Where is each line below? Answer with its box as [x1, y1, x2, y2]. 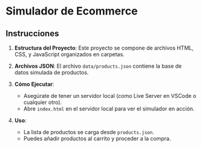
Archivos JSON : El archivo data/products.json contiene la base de [14, 62, 182, 69]
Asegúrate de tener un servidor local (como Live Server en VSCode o [23, 92, 197, 99]
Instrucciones [5, 28, 59, 39]
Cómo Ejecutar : [14, 80, 55, 88]
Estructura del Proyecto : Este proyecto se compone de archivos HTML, [14, 44, 194, 51]
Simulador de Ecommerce [5, 4, 138, 18]
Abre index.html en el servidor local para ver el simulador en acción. [23, 105, 195, 112]
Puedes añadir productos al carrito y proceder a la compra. [23, 135, 171, 142]
